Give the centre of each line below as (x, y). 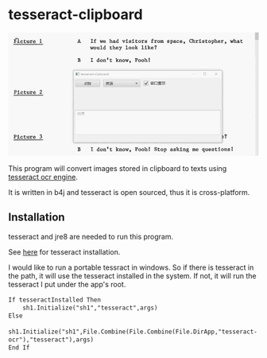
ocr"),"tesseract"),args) (51, 340)
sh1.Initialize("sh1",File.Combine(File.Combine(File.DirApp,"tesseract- (133, 332)
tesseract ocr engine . (43, 177)
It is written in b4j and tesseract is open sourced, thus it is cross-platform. (129, 192)
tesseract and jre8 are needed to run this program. (91, 236)
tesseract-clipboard (75, 15)
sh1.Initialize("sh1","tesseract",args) (90, 308)
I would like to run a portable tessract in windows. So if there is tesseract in (131, 267)
